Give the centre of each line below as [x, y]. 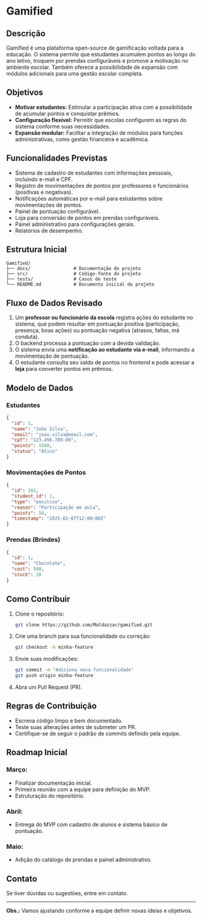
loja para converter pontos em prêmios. [64, 369]
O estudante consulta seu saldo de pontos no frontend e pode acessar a [105, 362]
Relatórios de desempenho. [49, 230]
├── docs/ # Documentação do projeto [74, 269]
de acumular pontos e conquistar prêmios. [67, 114]
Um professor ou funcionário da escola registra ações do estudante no [104, 318]
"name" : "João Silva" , [40, 429]
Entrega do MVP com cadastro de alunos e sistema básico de [91, 824]
